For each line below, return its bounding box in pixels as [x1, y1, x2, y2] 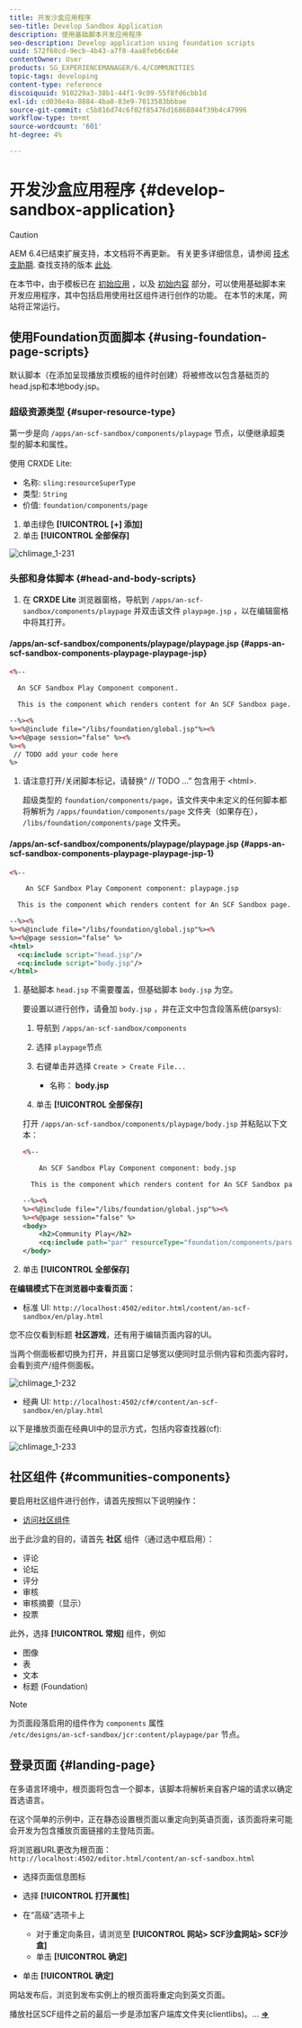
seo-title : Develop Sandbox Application [9, 22, 164, 31]
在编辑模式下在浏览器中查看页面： [9, 1283, 136, 1293]
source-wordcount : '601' [9, 122, 102, 131]
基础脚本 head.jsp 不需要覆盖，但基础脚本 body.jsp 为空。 [22, 984, 238, 995]
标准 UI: [22, 1302, 51, 1313]
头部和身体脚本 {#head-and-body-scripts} [9, 572, 197, 584]
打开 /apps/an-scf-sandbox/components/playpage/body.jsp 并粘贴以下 [22, 1118, 280, 1129]
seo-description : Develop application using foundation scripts [9, 38, 255, 48]
